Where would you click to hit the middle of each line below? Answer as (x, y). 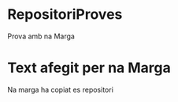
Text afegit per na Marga (89, 68)
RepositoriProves (65, 15)
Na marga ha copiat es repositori (60, 89)
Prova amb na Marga (41, 36)
